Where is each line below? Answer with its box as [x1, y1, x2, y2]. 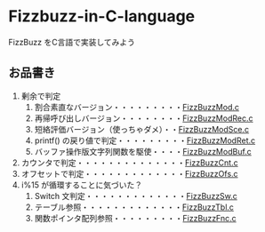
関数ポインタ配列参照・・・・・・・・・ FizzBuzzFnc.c [34, 212, 237, 223]
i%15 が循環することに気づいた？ [20, 180, 143, 190]
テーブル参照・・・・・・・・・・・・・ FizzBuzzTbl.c [34, 202, 235, 212]
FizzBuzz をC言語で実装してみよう [8, 36, 135, 47]
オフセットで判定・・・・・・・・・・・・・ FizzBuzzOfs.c [20, 168, 238, 179]
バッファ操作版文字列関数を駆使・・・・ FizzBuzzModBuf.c [34, 146, 253, 156]
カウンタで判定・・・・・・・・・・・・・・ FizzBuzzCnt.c [20, 157, 238, 168]
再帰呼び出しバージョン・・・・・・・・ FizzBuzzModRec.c [34, 113, 253, 124]
